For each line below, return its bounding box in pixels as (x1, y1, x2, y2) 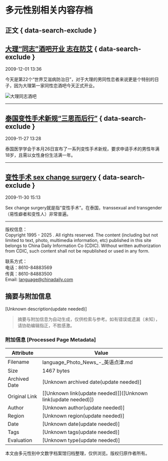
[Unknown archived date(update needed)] (42, 379, 141, 386)
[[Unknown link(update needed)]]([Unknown (42, 390, 148, 397)
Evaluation (7, 437, 32, 444)
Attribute (11, 349, 34, 356)
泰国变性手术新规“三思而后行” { (5, 114, 102, 123)
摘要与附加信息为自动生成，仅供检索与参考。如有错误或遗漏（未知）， (17, 316, 160, 322)
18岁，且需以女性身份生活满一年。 (5, 152, 76, 158)
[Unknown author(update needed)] (42, 404, 125, 411)
